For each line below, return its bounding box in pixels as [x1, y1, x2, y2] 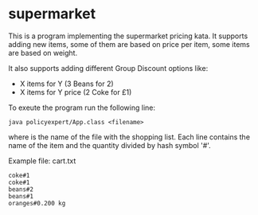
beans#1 [8, 192, 34, 200]
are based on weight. [8, 48, 78, 57]
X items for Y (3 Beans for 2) [19, 79, 114, 88]
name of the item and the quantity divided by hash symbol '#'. [8, 140, 211, 150]
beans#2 [8, 185, 34, 193]
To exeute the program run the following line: [8, 103, 156, 112]
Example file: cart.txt [8, 156, 76, 166]
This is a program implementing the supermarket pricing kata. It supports [8, 31, 248, 41]
